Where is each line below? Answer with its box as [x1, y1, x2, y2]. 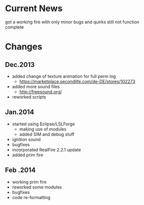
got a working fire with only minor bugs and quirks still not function [5, 19, 140, 25]
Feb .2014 [5, 166, 36, 174]
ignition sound [12, 137, 41, 142]
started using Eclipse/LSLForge [12, 121, 75, 127]
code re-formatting [12, 194, 51, 200]
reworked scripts [12, 94, 46, 100]
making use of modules [19, 126, 67, 132]
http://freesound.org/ [19, 88, 62, 95]
